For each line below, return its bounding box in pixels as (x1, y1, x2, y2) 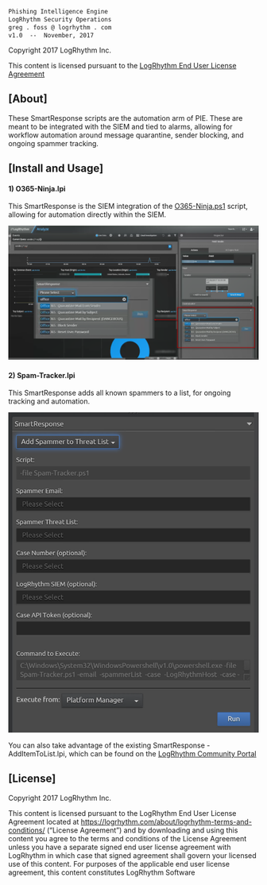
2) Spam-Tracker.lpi (8, 370, 75, 380)
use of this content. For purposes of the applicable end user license (8, 859, 230, 868)
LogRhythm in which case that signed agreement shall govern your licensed (8, 850, 257, 860)
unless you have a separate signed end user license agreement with (8, 842, 231, 852)
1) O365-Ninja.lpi (8, 184, 66, 193)
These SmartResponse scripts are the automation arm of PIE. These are (8, 113, 243, 122)
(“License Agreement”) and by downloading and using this (46, 825, 238, 835)
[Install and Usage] (8, 162, 104, 176)
